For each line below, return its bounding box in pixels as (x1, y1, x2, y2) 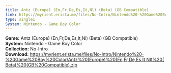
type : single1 (5, 17, 36, 22)
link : (5, 12, 17, 17)
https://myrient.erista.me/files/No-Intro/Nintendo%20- (30, 51, 144, 57)
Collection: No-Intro (5, 46, 48, 52)
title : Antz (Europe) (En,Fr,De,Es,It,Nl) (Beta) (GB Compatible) (5, 7, 149, 13)
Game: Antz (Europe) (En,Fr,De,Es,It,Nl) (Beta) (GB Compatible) (5, 35, 138, 41)
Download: (5, 51, 29, 57)
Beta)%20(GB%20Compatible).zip (5, 62, 78, 68)
